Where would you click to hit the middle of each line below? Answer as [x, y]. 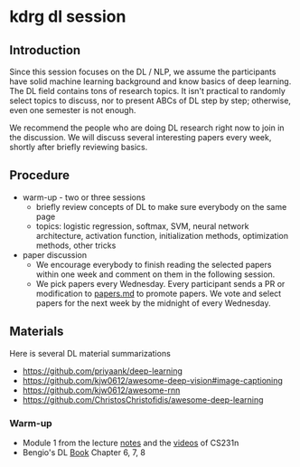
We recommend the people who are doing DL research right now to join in [147, 128]
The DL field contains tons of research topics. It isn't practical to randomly [148, 91]
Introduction [45, 50]
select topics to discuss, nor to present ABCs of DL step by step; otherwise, [150, 100]
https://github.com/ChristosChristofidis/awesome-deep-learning [143, 399]
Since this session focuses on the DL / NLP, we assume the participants [143, 71]
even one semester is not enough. [73, 110]
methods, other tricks [76, 245]
